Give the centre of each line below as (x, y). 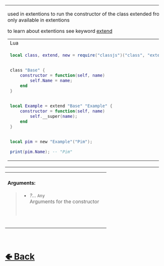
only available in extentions (39, 20)
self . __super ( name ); (54, 116)
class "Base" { (28, 70)
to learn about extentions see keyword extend (60, 31)
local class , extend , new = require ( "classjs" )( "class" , (78, 55)
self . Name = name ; (51, 80)
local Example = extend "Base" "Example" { (61, 106)
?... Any (37, 196)
